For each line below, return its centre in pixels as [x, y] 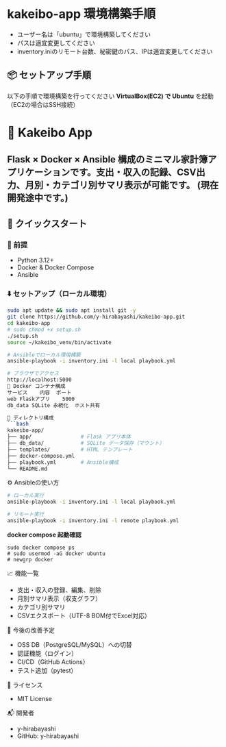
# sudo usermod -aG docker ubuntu [56, 553]
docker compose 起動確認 [45, 535]
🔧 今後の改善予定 [31, 630]
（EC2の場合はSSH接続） [43, 104]
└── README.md [27, 469]
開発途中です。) [38, 198]
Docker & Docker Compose [55, 267]
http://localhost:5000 [39, 380]
